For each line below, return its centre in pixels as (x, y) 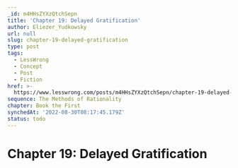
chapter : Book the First (44, 106)
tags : (15, 54)
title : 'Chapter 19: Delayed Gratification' (74, 20)
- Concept (28, 66)
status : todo (27, 119)
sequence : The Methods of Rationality (64, 100)
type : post (23, 47)
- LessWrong (32, 60)
